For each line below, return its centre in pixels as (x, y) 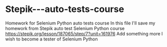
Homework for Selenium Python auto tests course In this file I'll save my (80, 23)
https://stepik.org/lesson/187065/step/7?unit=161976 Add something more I (84, 33)
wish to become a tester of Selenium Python (52, 39)
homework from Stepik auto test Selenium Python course (65, 28)
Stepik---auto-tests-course (65, 9)
